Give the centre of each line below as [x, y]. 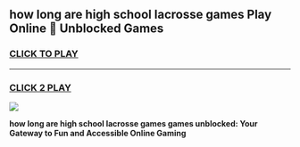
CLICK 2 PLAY [40, 87]
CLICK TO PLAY [44, 54]
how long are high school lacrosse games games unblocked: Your [133, 123]
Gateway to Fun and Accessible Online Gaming [98, 133]
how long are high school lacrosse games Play [141, 15]
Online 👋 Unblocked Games [87, 29]
